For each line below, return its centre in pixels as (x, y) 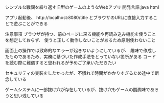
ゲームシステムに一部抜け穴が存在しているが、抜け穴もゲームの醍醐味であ (80, 90)
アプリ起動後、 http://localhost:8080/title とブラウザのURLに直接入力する (79, 18)
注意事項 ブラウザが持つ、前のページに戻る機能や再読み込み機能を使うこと (81, 34)
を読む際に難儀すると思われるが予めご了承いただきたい (61, 63)
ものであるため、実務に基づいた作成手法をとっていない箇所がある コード (82, 57)
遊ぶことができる (31, 24)
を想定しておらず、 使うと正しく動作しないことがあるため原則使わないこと (80, 40)
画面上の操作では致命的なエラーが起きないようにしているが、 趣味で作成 (78, 51)
